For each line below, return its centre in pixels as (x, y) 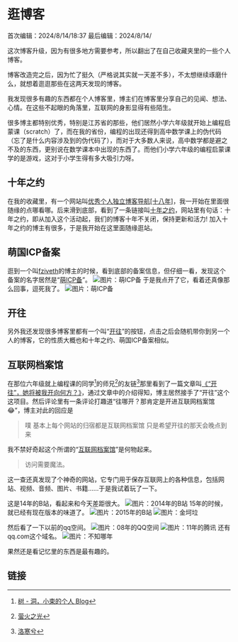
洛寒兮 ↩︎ (30, 631)
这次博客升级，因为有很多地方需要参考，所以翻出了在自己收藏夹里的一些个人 (119, 50)
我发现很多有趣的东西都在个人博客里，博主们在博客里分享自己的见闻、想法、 (119, 98)
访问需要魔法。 (46, 464)
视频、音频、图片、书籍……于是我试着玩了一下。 (90, 488)
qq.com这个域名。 (34, 536)
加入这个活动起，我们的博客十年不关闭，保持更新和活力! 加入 (133, 219)
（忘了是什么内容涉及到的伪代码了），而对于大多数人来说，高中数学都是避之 (118, 140)
